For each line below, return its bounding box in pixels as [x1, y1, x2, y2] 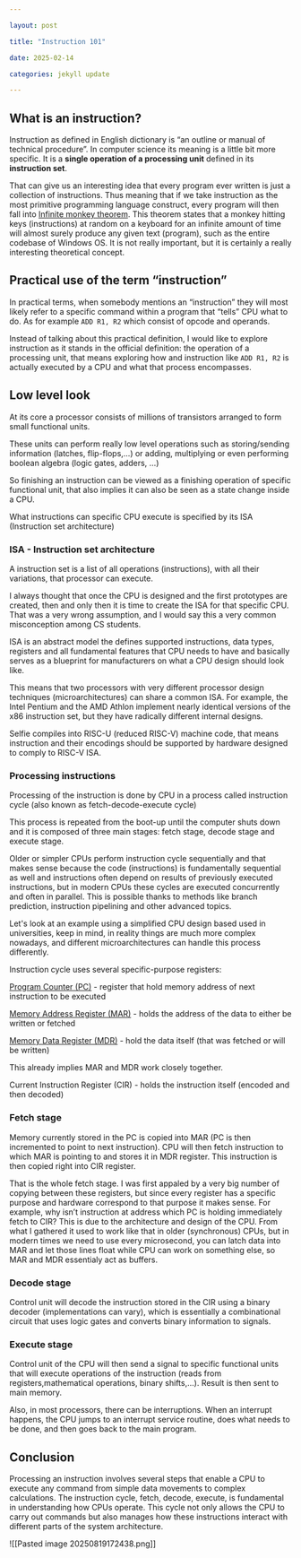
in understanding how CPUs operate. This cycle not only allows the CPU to [9, 1502, 285, 1512]
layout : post [9, 21, 58, 30]
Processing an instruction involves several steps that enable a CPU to [9, 1473, 266, 1484]
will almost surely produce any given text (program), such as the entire [9, 228, 271, 238]
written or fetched [9, 1018, 76, 1029]
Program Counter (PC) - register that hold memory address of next [9, 982, 255, 992]
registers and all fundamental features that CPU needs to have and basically [9, 645, 290, 656]
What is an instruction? [9, 110, 142, 126]
